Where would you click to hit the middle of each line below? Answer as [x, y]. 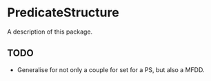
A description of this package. [50, 32]
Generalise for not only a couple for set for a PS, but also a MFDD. [111, 69]
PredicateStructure [63, 13]
